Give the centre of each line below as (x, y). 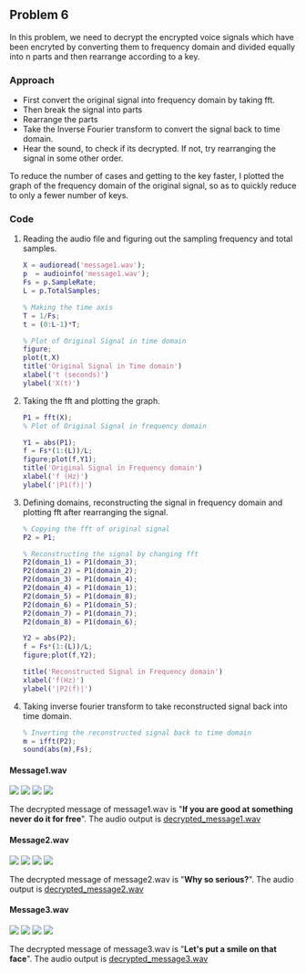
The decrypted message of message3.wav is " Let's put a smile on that (143, 948)
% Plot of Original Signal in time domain (104, 341)
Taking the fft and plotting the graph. (92, 400)
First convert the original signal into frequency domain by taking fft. (149, 100)
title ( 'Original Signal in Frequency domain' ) (112, 468)
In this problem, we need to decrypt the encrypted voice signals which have (152, 37)
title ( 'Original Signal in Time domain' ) (102, 366)
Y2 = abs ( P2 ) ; (49, 639)
